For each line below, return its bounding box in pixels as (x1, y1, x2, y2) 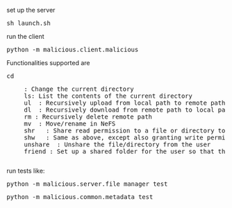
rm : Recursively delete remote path (24, 113, 153, 121)
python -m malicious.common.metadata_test (6, 193, 154, 200)
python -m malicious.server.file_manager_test (6, 180, 168, 188)
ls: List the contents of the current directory (24, 92, 192, 100)
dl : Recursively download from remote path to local (24, 106, 215, 114)
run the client (6, 33, 44, 40)
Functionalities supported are (6, 59, 90, 67)
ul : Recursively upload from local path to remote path (24, 99, 226, 107)
